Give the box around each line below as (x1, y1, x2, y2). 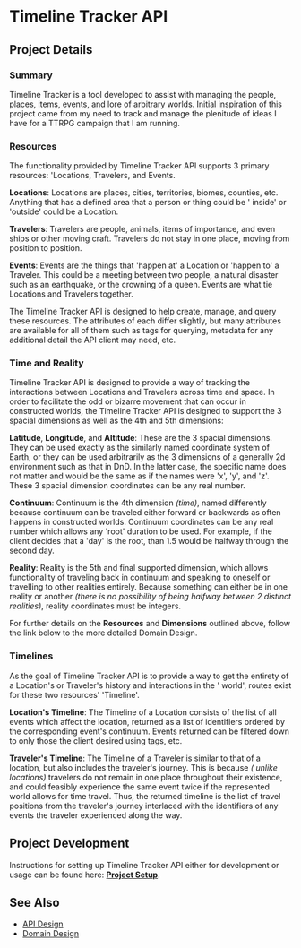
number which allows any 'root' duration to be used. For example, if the (9, 526, 273, 537)
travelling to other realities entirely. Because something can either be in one (9, 582, 288, 592)
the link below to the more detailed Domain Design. (9, 627, 198, 638)
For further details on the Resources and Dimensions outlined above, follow (9, 618, 291, 629)
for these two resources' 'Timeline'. (9, 689, 141, 700)
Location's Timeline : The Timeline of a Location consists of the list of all (9, 706, 278, 718)
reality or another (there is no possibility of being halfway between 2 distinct (9, 591, 292, 602)
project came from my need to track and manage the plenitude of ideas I (9, 108, 277, 118)
